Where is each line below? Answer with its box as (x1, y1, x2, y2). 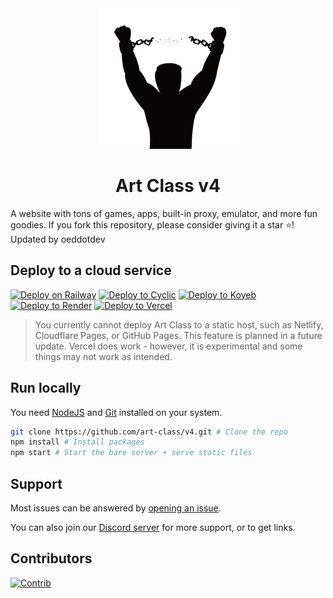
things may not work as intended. (34, 350, 173, 362)
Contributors (10, 550, 93, 567)
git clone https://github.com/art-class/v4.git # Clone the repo (10, 427, 288, 437)
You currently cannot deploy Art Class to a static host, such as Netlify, (34, 318, 324, 331)
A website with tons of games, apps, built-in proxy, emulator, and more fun (10, 207, 318, 219)
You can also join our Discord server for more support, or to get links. (10, 522, 296, 533)
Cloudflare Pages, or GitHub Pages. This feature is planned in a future (34, 329, 323, 341)
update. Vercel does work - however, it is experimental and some (34, 340, 303, 352)
